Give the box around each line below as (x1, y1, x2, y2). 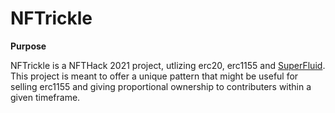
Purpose (10, 40, 47, 52)
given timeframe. (10, 91, 81, 103)
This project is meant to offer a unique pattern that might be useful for (10, 70, 299, 82)
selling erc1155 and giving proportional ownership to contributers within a (10, 80, 312, 92)
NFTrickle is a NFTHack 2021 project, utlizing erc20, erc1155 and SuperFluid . (10, 59, 326, 71)
